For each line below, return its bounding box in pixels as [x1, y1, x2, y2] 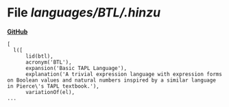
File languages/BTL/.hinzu [7, 5, 161, 21]
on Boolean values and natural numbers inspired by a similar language [7, 77, 216, 84]
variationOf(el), [25, 88, 75, 95]
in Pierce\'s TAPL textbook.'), [7, 82, 99, 90]
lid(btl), [25, 53, 53, 60]
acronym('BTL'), [25, 58, 72, 66]
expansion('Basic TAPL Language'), [25, 64, 128, 71]
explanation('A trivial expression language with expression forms [25, 71, 223, 78]
